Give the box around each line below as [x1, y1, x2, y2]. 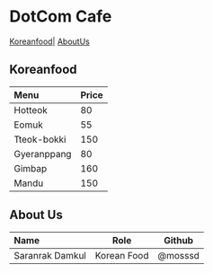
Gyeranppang [13, 147, 72, 160]
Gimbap [13, 162, 48, 174]
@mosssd [156, 249, 200, 261]
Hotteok [13, 103, 48, 116]
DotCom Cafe [9, 6, 112, 27]
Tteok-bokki [13, 133, 67, 145]
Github [163, 233, 194, 246]
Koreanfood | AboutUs [9, 36, 90, 47]
